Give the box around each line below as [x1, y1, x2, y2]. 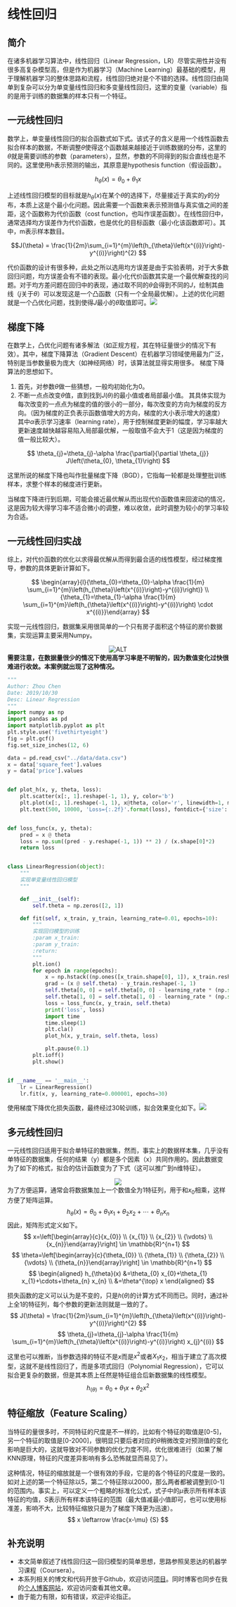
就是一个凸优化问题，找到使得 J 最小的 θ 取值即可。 [7, 298, 150, 307]
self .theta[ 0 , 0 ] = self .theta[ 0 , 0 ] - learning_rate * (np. [44, 987, 228, 994]
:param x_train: [32, 935, 80, 942]
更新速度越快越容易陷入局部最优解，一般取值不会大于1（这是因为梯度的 [17, 426, 223, 435]
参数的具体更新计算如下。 [19, 564, 93, 572]
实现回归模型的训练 [32, 928, 80, 935]
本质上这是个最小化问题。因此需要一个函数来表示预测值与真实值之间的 [19, 201, 223, 210]
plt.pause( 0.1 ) [44, 1045, 90, 1052]
